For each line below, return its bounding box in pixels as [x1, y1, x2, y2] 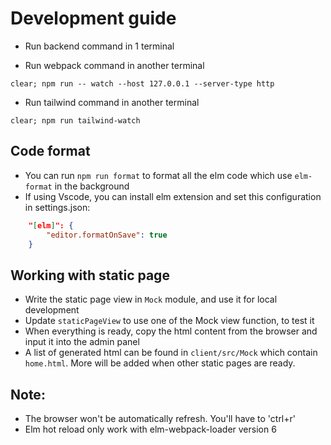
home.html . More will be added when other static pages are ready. [24, 357, 296, 369]
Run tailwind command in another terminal [24, 96, 200, 108]
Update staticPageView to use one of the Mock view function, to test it [24, 315, 315, 327]
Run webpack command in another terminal [24, 59, 205, 71]
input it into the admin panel [24, 336, 140, 348]
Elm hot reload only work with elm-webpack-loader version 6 [24, 423, 277, 435]
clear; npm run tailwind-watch [10, 115, 141, 126]
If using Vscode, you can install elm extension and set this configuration [24, 190, 322, 202]
